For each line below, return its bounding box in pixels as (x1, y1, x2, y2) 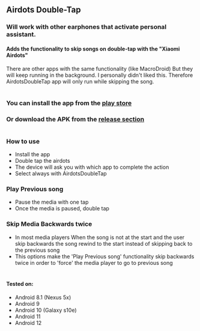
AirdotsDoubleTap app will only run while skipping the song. (6, 77, 154, 85)
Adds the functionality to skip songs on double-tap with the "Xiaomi (6, 45, 180, 52)
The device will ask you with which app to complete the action (14, 163, 169, 171)
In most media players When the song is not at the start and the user (14, 234, 185, 241)
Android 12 (14, 319, 42, 326)
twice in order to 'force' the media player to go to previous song (14, 259, 173, 266)
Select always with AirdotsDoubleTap (14, 170, 107, 177)
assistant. (6, 30, 36, 38)
